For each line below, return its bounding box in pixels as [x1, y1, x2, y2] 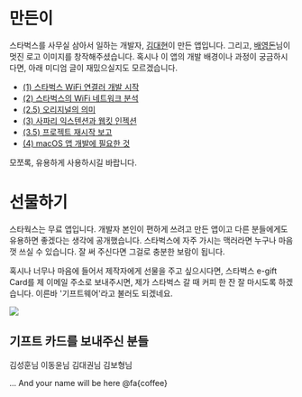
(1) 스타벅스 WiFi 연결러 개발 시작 [22, 81, 140, 92]
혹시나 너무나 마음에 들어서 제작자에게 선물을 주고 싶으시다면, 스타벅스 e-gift [9, 265, 278, 276]
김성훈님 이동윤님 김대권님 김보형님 [9, 359, 133, 370]
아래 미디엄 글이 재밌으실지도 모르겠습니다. [28, 62, 178, 73]
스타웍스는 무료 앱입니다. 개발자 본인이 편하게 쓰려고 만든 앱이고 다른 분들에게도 [9, 223, 288, 235]
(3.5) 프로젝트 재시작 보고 [22, 126, 113, 137]
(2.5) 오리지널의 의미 [22, 104, 96, 115]
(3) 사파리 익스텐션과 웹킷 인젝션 [22, 115, 137, 126]
